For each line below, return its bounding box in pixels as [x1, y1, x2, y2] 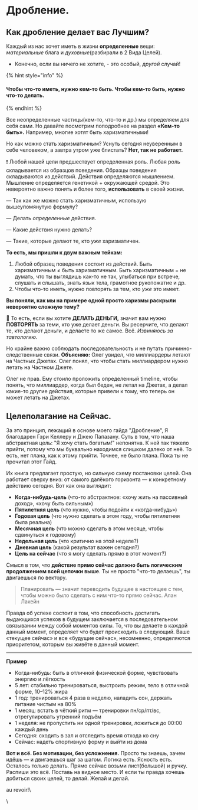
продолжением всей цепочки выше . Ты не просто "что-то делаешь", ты [6, 568, 190, 575]
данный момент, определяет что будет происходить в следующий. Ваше [6, 628, 190, 635]
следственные [6, 351, 43, 358]
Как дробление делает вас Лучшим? [6, 27, 149, 37]
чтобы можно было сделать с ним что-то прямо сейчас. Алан [20, 592, 177, 599]
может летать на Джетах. [6, 394, 71, 401]
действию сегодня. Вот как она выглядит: [6, 482, 112, 489]
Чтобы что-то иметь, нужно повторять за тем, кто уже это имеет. [14, 286, 180, 293]
